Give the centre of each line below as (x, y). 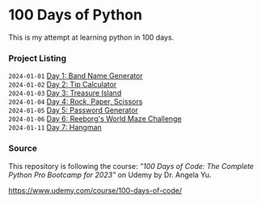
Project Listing (38, 58)
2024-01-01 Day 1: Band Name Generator (76, 76)
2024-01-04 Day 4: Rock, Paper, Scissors (76, 102)
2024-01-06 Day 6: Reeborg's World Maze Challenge (95, 119)
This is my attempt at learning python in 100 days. (91, 37)
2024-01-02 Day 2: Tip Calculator (63, 85)
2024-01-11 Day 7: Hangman (55, 128)
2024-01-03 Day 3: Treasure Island (65, 93)
